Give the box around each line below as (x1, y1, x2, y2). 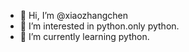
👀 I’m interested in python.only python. (19, 20, 180, 32)
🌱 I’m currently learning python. (19, 31, 150, 42)
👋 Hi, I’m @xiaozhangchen (19, 10, 129, 21)
